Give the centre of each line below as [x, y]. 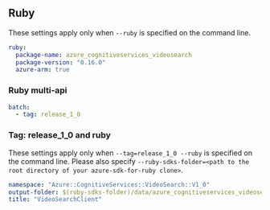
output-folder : [34, 192]
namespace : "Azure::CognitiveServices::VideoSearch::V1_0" [109, 184]
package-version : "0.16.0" [61, 62]
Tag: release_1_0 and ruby [59, 135]
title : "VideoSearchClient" [55, 200]
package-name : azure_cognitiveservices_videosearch [104, 55]
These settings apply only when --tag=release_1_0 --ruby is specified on [131, 153]
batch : [19, 107]
